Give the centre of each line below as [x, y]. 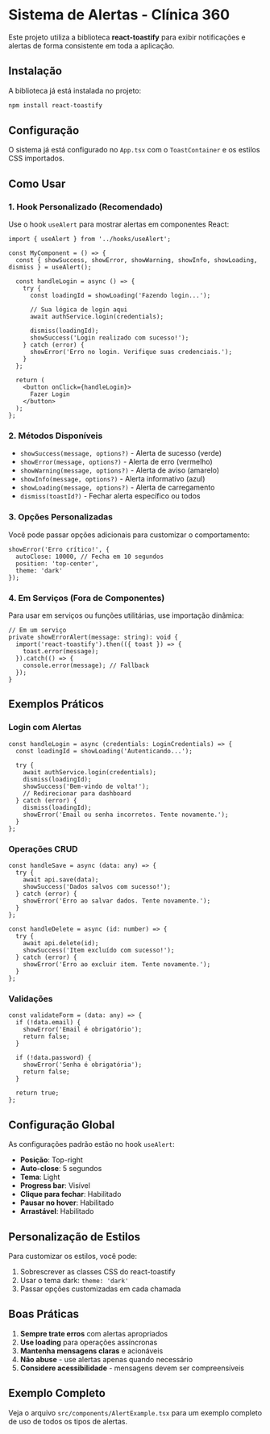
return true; [37, 1093]
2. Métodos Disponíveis [56, 436]
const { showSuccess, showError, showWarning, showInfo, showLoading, [137, 261]
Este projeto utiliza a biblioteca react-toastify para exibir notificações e [127, 37]
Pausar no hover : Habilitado [67, 1203]
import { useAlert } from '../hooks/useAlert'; [90, 240]
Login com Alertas [45, 727]
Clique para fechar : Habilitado [71, 1194]
